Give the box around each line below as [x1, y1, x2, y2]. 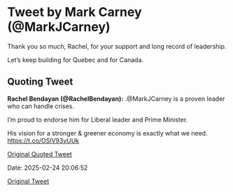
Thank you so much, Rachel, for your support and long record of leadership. [7, 42, 227, 50]
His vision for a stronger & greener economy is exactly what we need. [7, 128, 208, 137]
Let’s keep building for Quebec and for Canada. [7, 55, 144, 64]
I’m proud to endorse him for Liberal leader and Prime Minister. [7, 115, 188, 124]
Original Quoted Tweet [7, 149, 72, 158]
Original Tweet [7, 177, 50, 185]
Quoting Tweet [7, 76, 73, 88]
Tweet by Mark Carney [7, 4, 142, 20]
